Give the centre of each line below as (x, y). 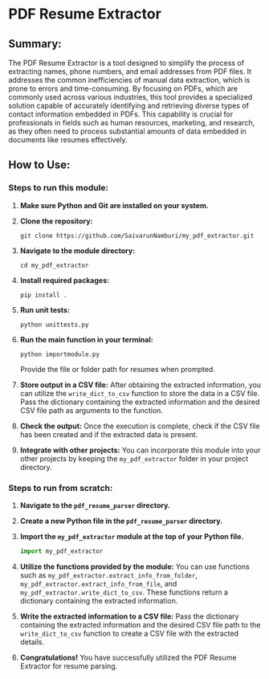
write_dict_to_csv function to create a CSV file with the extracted (129, 633)
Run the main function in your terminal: (87, 339)
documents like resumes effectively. (68, 140)
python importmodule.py (60, 354)
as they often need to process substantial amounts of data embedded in (127, 131)
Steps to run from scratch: (61, 488)
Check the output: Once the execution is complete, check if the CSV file (140, 426)
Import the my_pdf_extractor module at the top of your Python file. (132, 536)
